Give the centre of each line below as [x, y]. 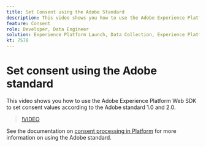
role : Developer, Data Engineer [48, 29]
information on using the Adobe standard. [59, 137]
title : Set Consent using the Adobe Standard [65, 12]
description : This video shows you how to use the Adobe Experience [96, 18]
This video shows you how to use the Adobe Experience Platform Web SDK [101, 100]
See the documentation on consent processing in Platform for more [91, 131]
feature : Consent [29, 23]
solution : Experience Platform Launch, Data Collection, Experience [96, 35]
